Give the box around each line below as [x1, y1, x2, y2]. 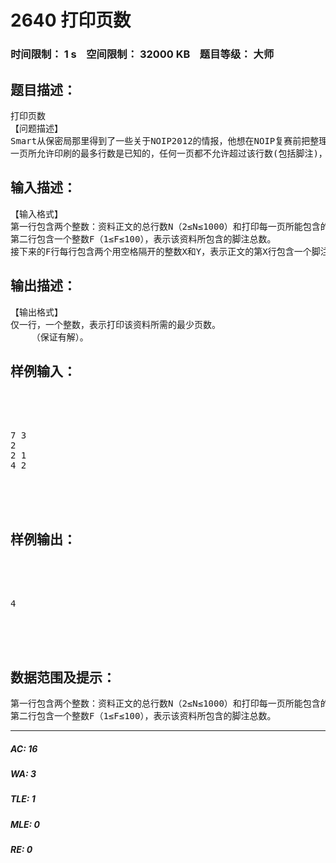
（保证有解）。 [31, 331, 89, 343]
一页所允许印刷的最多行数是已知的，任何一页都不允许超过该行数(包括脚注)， [10, 147, 328, 159]
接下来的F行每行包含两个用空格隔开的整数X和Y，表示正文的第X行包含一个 [10, 246, 312, 257]
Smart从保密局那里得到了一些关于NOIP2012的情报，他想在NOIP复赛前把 [10, 135, 311, 146]
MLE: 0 [10, 818, 40, 830]
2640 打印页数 [10, 9, 132, 32]
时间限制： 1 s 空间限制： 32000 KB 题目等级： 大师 [10, 47, 275, 61]
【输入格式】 [10, 208, 63, 220]
